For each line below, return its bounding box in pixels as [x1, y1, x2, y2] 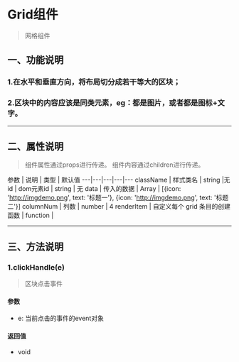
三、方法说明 [7, 241, 64, 253]
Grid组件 [7, 6, 58, 23]
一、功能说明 [7, 54, 64, 66]
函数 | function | [7, 211, 54, 220]
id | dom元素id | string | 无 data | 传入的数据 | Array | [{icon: [7, 185, 181, 193]
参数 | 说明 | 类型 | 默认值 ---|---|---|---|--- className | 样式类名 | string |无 [7, 175, 230, 185]
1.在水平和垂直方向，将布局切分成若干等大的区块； [7, 77, 181, 87]
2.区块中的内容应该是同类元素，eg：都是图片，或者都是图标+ [7, 98, 218, 108]
